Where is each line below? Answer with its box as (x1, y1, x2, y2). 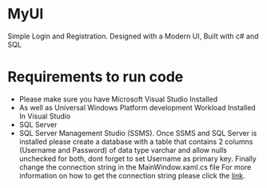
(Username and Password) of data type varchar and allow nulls (18, 145, 227, 154)
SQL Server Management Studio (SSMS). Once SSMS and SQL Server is (18, 128, 257, 138)
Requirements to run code (7, 68, 184, 86)
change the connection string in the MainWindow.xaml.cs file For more (18, 162, 252, 172)
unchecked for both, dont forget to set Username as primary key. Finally (18, 154, 257, 163)
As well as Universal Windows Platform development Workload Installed (18, 102, 257, 112)
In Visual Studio (18, 111, 71, 121)
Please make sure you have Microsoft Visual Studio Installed (18, 94, 217, 104)
